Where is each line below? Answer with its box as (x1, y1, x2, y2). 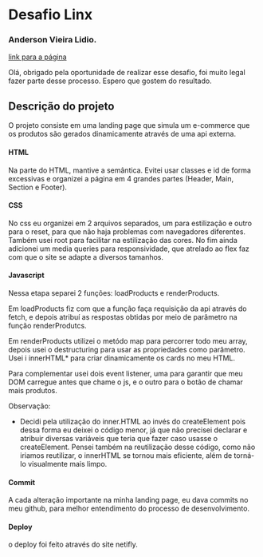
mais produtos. (8, 385, 57, 395)
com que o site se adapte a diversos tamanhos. (8, 252, 164, 261)
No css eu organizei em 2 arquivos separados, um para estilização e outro (8, 218, 253, 228)
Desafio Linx (8, 6, 93, 24)
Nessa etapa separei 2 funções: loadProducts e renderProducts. (8, 288, 220, 297)
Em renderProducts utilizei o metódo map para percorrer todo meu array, (8, 336, 249, 345)
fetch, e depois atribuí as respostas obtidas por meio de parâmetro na (8, 312, 237, 321)
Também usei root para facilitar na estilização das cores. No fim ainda (8, 235, 237, 245)
